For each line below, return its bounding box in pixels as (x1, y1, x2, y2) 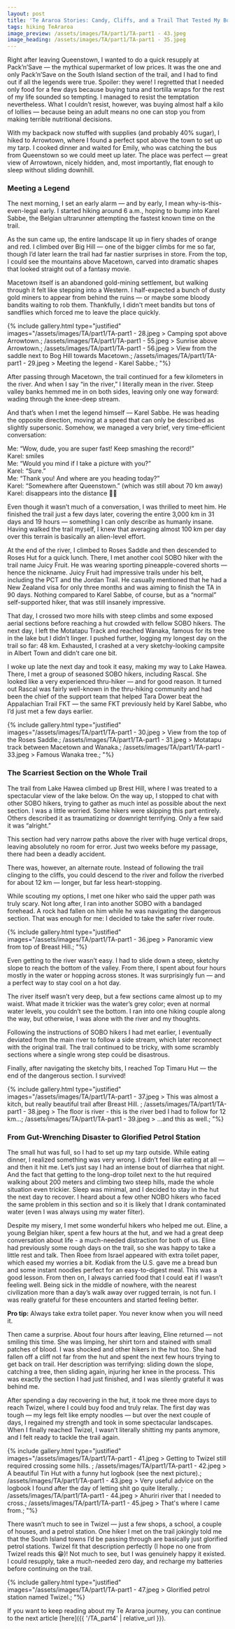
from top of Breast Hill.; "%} (7, 942, 87, 951)
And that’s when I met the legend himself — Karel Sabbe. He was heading (7, 408, 220, 417)
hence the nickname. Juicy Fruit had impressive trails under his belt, (7, 568, 204, 577)
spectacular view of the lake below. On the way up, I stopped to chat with (7, 791, 219, 799)
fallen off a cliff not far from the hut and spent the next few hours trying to (7, 1353, 220, 1361)
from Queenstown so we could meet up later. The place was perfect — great (7, 151, 228, 160)
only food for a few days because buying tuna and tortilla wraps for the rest (7, 85, 225, 94)
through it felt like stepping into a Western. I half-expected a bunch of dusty (7, 286, 226, 294)
